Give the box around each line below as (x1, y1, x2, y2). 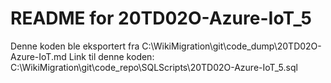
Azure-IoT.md (10, 50, 67, 62)
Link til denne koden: (68, 50, 155, 62)
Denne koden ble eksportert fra (10, 40, 140, 52)
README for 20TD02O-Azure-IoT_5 (10, 7, 312, 30)
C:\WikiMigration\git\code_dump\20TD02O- (141, 40, 322, 52)
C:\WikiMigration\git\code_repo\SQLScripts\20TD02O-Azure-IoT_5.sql (10, 61, 298, 73)
